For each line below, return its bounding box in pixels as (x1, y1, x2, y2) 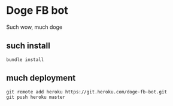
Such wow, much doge (6, 23, 63, 31)
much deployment (6, 73, 76, 83)
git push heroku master (6, 94, 66, 100)
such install (6, 41, 51, 51)
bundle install (6, 56, 44, 63)
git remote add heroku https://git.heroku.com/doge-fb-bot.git (6, 89, 168, 95)
